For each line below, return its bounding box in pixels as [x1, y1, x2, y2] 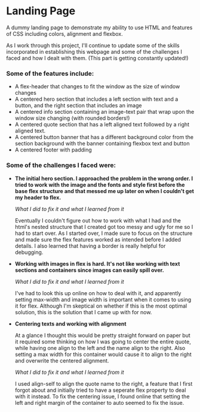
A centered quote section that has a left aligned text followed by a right [14, 121, 190, 128]
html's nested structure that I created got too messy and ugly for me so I [14, 223, 193, 230]
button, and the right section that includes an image [14, 102, 142, 109]
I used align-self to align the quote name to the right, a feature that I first [14, 380, 193, 387]
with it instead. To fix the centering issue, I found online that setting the [14, 392, 190, 400]
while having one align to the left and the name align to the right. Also [14, 344, 186, 351]
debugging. [14, 249, 44, 256]
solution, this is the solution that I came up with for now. [14, 308, 152, 315]
